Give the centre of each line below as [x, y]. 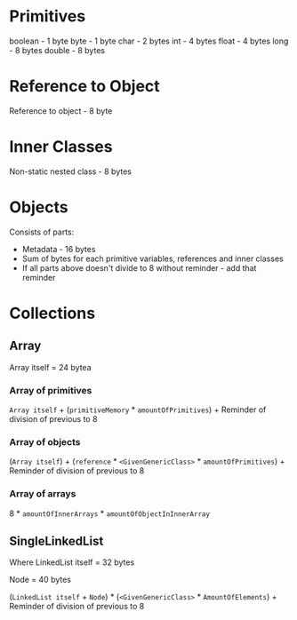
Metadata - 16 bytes [59, 249]
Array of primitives [51, 390]
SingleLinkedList [56, 541]
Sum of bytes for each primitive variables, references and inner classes [153, 258]
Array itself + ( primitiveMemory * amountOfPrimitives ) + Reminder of [138, 409]
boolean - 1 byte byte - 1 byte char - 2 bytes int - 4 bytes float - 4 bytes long [149, 41]
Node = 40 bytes [40, 580]
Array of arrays [43, 494]
